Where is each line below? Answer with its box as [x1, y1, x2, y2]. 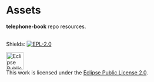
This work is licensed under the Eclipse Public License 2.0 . [6, 69, 148, 76]
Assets [6, 4, 41, 17]
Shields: [6, 40, 26, 47]
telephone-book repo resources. [6, 23, 86, 30]
